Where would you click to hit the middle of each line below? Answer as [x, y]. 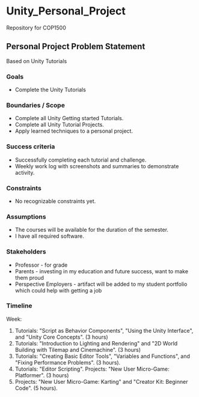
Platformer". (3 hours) [42, 375]
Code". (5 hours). [36, 388]
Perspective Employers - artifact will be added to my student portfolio [101, 284]
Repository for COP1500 [36, 28]
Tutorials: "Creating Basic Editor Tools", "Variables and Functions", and [103, 356]
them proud [29, 277]
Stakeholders [26, 252]
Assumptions [26, 216]
